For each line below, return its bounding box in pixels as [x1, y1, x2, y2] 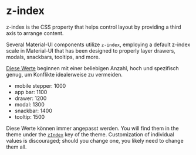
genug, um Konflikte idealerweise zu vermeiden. [6, 71, 123, 78]
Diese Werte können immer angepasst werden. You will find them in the [6, 125, 179, 132]
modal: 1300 [14, 101, 45, 108]
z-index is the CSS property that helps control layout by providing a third [6, 23, 181, 30]
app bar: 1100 [14, 88, 48, 95]
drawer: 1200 [14, 95, 47, 102]
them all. [6, 143, 27, 150]
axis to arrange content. [6, 29, 64, 36]
